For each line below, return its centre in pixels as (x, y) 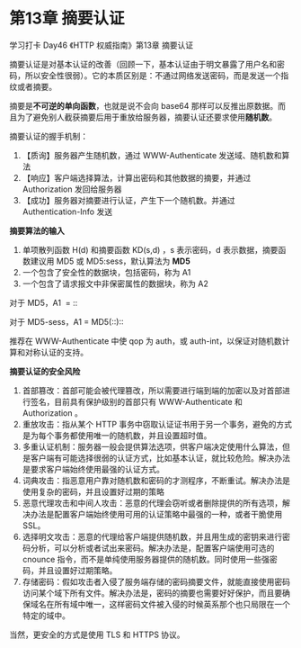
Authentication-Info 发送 (67, 211)
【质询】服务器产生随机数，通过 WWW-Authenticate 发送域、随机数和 (152, 155)
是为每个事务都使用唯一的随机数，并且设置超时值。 (117, 435)
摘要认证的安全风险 (45, 371)
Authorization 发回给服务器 (72, 189)
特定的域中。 (46, 615)
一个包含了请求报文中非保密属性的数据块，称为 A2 (115, 283)
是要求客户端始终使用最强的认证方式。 (93, 469)
